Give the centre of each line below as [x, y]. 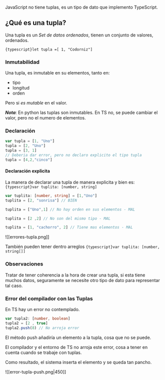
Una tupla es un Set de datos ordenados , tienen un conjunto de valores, [79, 35]
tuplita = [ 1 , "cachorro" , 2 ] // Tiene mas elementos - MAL [69, 227]
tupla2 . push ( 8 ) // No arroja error [42, 328]
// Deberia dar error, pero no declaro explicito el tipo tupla [73, 155]
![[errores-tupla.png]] [27, 237]
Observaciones [24, 264]
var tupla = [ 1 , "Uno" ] [30, 141]
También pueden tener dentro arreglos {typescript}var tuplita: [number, [82, 246]
